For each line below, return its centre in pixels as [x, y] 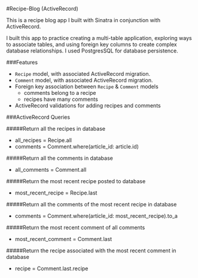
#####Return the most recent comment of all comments [76, 227]
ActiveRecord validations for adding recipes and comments [88, 106]
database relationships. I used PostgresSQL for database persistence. [92, 51]
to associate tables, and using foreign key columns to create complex [92, 44]
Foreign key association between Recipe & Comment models [86, 87]
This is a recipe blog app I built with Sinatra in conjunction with [83, 20]
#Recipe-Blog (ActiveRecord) [42, 9]
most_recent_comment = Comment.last [63, 239]
